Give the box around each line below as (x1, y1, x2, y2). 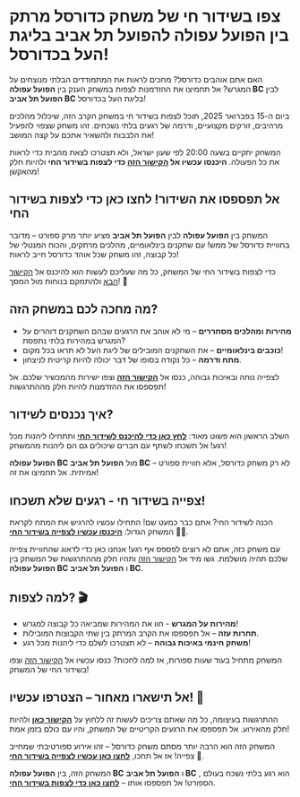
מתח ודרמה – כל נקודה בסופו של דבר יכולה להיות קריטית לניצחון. (21, 354, 242, 365)
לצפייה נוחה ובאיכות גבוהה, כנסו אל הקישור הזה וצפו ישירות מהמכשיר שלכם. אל (9, 371, 279, 382)
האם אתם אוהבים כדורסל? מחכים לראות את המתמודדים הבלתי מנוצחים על (9, 74, 263, 84)
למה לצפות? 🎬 (9, 590, 88, 605)
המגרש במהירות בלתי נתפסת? (21, 334, 126, 346)
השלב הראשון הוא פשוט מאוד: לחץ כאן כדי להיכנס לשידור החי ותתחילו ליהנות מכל (9, 430, 289, 441)
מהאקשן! (9, 166, 40, 177)
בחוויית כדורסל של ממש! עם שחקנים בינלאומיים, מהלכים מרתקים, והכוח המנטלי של (9, 239, 290, 250)
